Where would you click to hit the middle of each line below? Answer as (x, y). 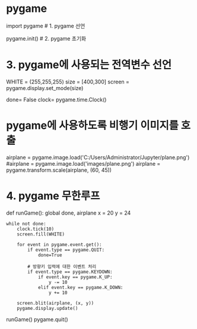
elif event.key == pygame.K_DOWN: (80, 287)
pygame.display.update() (47, 308)
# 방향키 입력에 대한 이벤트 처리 (62, 266)
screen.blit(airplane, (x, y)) (55, 303)
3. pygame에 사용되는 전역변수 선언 (89, 65)
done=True (50, 255)
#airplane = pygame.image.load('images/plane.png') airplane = (83, 163)
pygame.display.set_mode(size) (45, 88)
